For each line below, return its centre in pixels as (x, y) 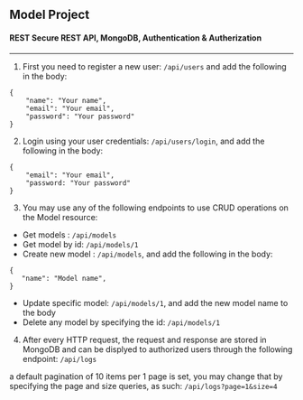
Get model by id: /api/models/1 (80, 244)
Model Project (50, 15)
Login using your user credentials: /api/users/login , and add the (143, 141)
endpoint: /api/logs (60, 358)
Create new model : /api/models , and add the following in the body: (147, 254)
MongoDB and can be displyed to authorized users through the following (157, 349)
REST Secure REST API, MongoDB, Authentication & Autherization (136, 37)
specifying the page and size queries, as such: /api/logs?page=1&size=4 (143, 386)
